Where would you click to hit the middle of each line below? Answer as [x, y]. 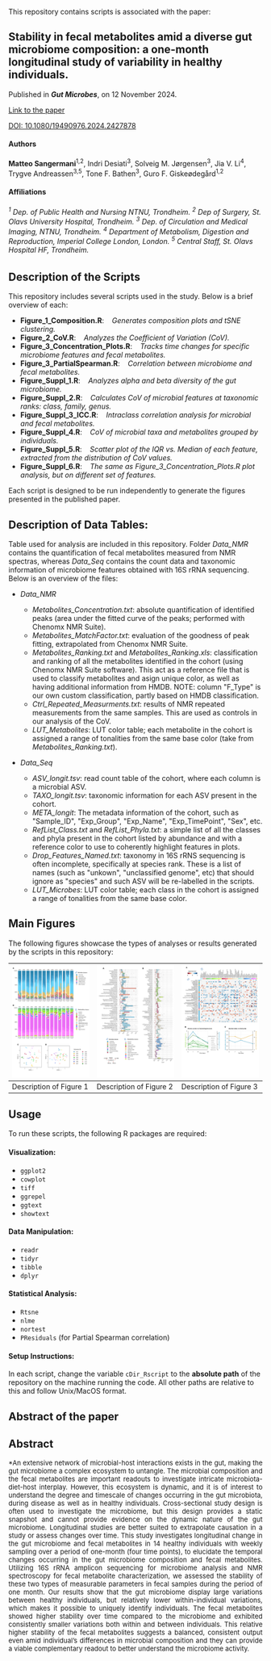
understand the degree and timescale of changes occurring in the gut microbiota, [135, 1495]
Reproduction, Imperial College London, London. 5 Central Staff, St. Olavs [131, 241]
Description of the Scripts [75, 277]
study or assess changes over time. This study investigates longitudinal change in [135, 1536]
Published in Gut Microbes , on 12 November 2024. [93, 94]
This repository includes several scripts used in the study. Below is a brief [131, 296]
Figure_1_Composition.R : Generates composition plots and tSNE [130, 321]
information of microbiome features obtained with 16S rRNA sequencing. [129, 569]
